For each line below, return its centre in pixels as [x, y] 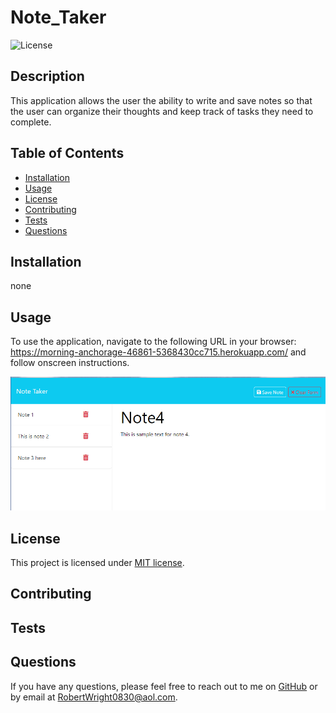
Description [47, 76]
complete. [31, 122]
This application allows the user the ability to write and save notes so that [161, 100]
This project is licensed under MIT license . [97, 562]
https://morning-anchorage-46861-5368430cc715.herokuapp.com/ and [158, 352]
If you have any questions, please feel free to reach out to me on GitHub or [164, 686]
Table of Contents [67, 153]
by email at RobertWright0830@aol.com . [94, 697]
